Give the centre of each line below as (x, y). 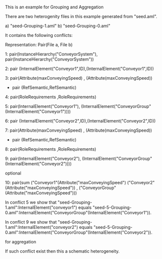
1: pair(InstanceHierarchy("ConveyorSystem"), (52, 54)
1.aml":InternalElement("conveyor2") (42, 227)
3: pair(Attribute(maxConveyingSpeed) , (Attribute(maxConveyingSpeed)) (79, 78)
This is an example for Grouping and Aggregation (54, 7)
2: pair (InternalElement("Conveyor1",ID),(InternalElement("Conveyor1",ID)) (80, 69)
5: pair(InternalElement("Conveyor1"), (43, 106)
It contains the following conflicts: (39, 35)
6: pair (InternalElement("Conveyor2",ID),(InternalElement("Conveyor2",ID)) (80, 121)
